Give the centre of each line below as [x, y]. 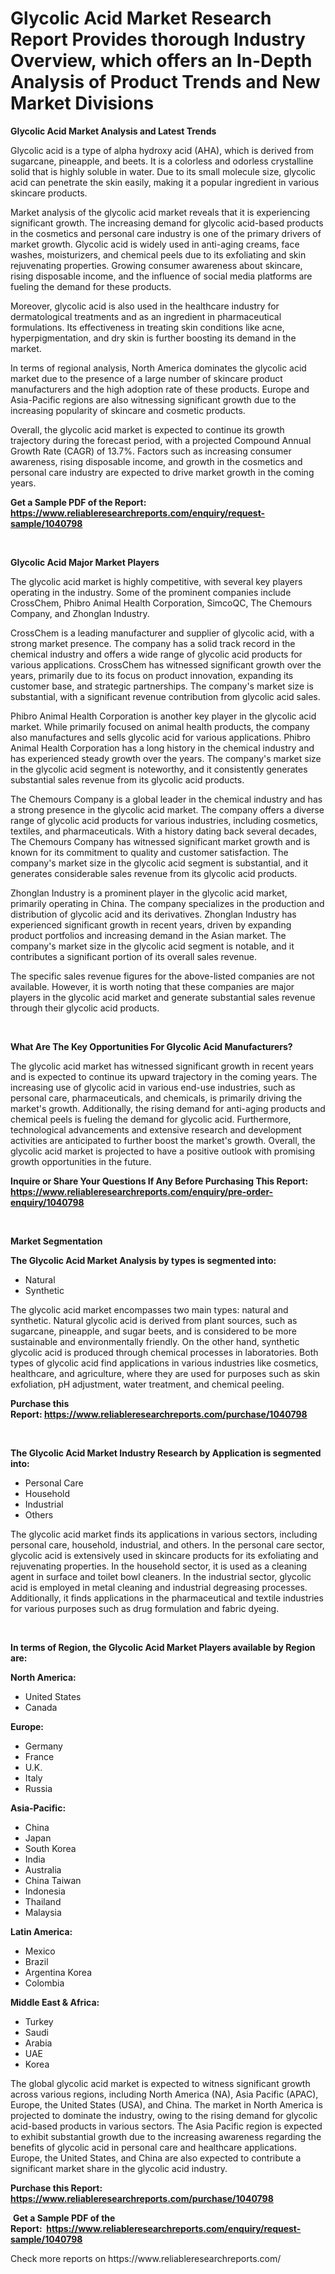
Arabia [38, 2043]
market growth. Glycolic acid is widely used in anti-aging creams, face [155, 244]
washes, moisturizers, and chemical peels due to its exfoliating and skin [158, 254]
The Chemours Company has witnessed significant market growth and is [160, 841]
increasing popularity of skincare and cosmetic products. [128, 410]
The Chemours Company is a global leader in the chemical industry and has [166, 799]
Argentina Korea [58, 1972]
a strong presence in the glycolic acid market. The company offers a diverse [167, 809]
